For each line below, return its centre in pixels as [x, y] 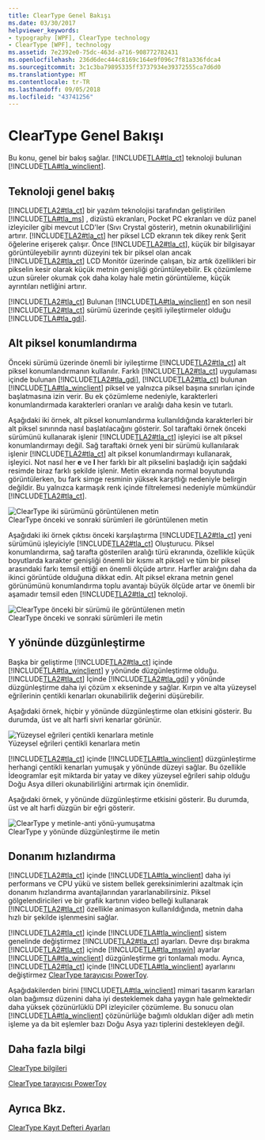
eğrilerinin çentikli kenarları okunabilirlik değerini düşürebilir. [106, 696]
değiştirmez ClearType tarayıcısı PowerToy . [78, 975]
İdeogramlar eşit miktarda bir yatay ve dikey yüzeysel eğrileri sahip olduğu [129, 775]
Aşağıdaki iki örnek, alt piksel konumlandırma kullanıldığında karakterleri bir [131, 420]
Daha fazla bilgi [47, 1049]
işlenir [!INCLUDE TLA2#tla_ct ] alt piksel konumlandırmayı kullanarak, [120, 454]
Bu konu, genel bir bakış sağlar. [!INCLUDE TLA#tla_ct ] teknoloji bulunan [125, 158]
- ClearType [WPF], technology [60, 45]
